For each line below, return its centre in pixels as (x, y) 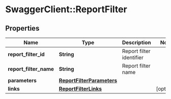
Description (136, 43)
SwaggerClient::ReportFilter (66, 9)
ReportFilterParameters (88, 80)
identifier (133, 57)
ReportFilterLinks (80, 89)
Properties (22, 28)
